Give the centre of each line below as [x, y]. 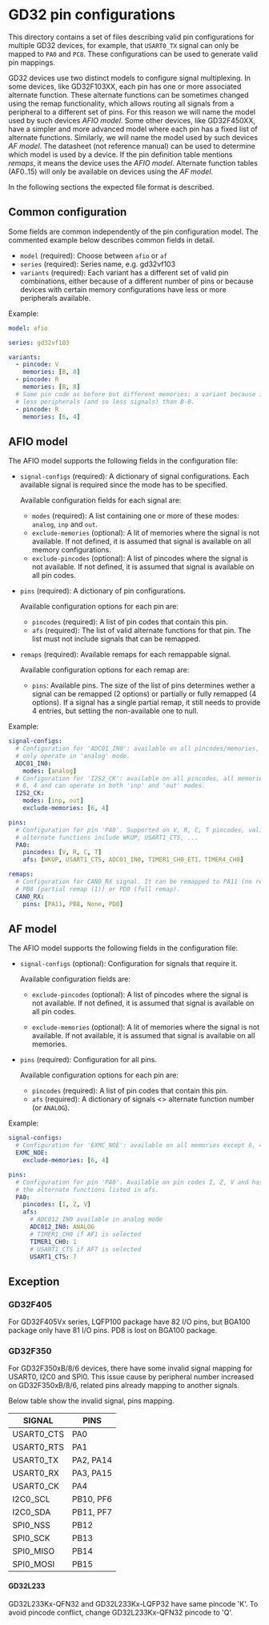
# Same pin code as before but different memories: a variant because [136, 394]
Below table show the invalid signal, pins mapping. [91, 1401]
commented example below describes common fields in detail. [111, 240]
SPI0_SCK [31, 1539]
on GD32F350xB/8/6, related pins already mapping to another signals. [124, 1386]
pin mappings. [32, 62]
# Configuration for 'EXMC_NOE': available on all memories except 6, [136, 1146]
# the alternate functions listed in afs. [87, 1190]
